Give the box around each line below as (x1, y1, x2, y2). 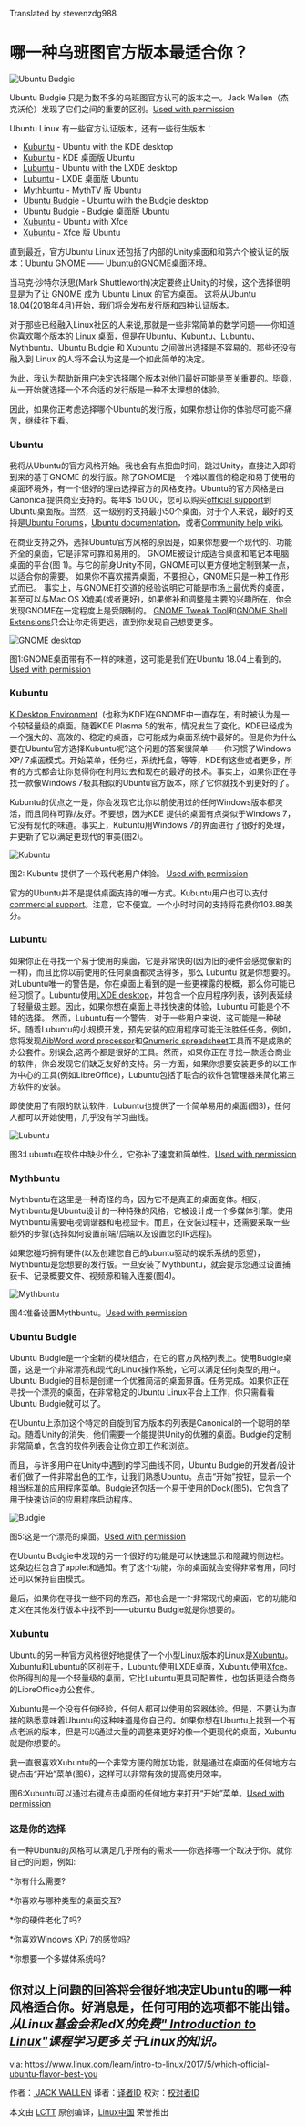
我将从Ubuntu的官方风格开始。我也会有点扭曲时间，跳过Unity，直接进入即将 (9, 460, 297, 471)
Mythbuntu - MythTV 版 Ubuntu (22, 184, 142, 195)
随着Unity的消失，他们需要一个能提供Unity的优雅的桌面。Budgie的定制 (25, 1429, 291, 1440)
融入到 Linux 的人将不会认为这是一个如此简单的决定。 (9, 353, 210, 364)
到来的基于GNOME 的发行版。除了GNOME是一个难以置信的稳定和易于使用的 (9, 472, 296, 483)
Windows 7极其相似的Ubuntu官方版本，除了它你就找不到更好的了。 (40, 777, 294, 788)
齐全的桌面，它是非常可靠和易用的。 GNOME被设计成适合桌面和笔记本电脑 (9, 548, 290, 560)
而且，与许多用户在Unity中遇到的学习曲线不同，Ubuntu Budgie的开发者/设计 (9, 1460, 296, 1471)
